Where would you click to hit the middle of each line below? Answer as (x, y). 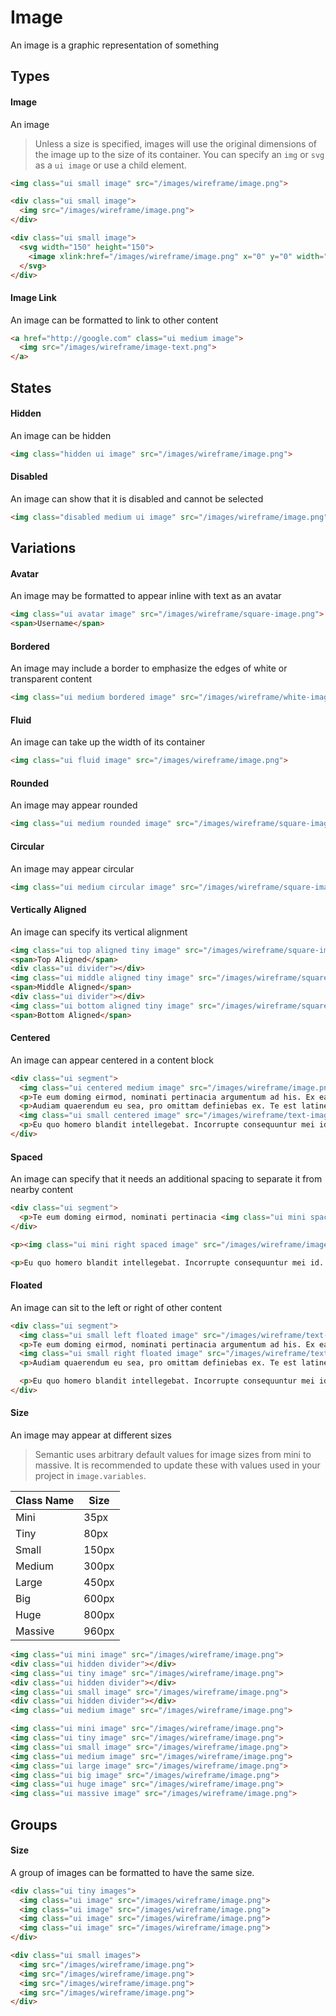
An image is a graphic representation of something (115, 45)
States (31, 387)
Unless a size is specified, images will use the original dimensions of (175, 143)
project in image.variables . (90, 1476)
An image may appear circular (72, 868)
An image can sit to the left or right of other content (116, 1307)
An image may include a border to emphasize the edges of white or (149, 668)
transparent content (51, 679)
